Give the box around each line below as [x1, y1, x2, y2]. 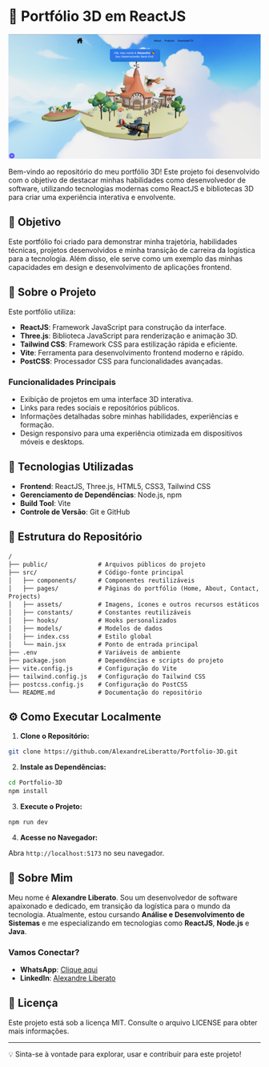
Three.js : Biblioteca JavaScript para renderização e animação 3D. [19, 331, 239, 340]
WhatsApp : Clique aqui [19, 965, 98, 974]
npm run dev [8, 818, 48, 826]
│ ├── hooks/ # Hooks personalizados [8, 616, 178, 624]
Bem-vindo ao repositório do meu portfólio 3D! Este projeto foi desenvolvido [8, 166, 260, 176]
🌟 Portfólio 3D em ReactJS [8, 7, 187, 26]
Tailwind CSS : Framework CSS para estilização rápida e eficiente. [19, 339, 238, 349]
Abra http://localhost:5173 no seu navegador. [8, 848, 165, 857]
